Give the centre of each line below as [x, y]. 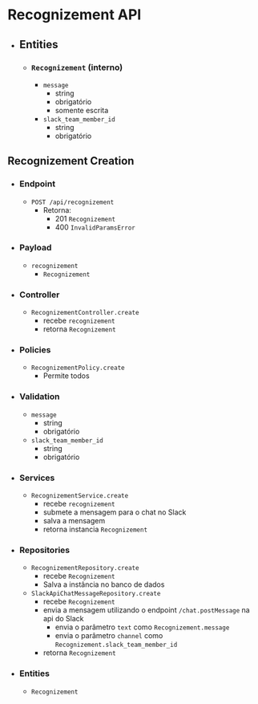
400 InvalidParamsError [95, 227]
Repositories [44, 550]
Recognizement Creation [71, 161]
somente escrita [82, 110]
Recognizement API [75, 15]
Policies [35, 350]
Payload [35, 248]
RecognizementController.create [85, 313]
